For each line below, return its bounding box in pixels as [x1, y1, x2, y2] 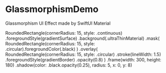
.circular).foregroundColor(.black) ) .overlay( [5, 46, 98, 52]
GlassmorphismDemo [5, 4, 99, 15]
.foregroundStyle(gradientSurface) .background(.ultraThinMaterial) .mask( [5, 35, 160, 41]
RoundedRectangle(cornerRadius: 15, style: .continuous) [5, 30, 122, 36]
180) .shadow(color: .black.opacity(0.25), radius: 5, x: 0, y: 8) [5, 62, 133, 68]
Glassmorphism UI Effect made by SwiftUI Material [5, 20, 111, 26]
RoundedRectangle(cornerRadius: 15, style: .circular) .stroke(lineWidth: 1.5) [5, 51, 161, 57]
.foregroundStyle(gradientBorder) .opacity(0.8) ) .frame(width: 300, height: [5, 56, 161, 62]
